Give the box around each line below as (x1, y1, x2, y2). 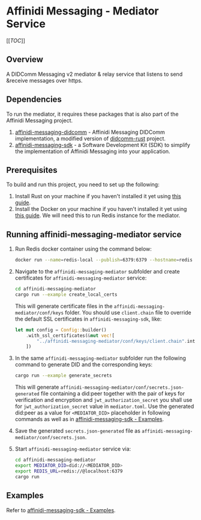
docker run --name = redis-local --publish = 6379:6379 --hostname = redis (14, 257, 193, 263)
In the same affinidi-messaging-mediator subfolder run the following (14, 354, 186, 362)
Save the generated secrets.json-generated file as (14, 427, 141, 434)
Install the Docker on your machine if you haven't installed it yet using (14, 205, 187, 213)
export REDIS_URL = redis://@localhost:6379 (14, 468, 123, 474)
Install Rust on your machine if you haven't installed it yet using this (14, 193, 181, 200)
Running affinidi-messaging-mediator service (6, 229, 182, 239)
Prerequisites (6, 164, 58, 175)
